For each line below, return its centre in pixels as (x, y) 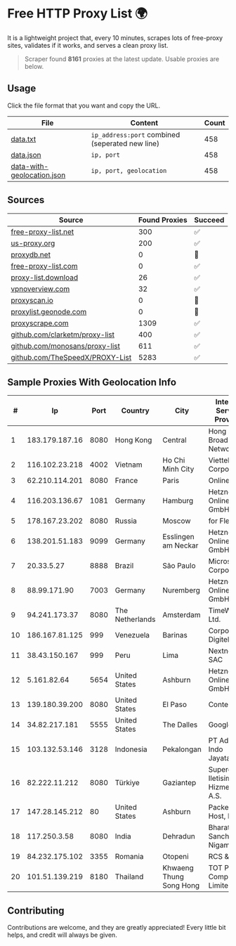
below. (34, 66)
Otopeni (176, 857)
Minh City (178, 469)
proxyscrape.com (40, 323)
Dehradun (179, 836)
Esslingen (178, 537)
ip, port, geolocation (129, 170)
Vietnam (129, 465)
